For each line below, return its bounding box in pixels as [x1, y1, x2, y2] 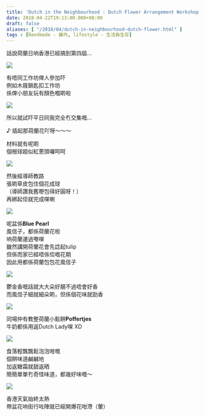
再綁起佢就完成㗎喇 [6, 195, 55, 203]
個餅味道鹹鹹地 [6, 355, 44, 363]
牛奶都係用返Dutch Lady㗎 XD [6, 323, 82, 331]
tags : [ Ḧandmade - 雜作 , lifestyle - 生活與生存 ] [6, 32, 132, 38]
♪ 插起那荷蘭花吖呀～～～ [6, 127, 72, 135]
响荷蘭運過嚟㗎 [6, 235, 44, 243]
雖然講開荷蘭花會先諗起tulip [6, 243, 77, 251]
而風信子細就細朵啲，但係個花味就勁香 [6, 291, 103, 298]
